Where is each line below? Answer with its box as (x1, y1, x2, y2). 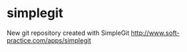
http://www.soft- (131, 28, 180, 37)
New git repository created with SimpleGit (6, 28, 130, 37)
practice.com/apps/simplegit (6, 36, 91, 44)
